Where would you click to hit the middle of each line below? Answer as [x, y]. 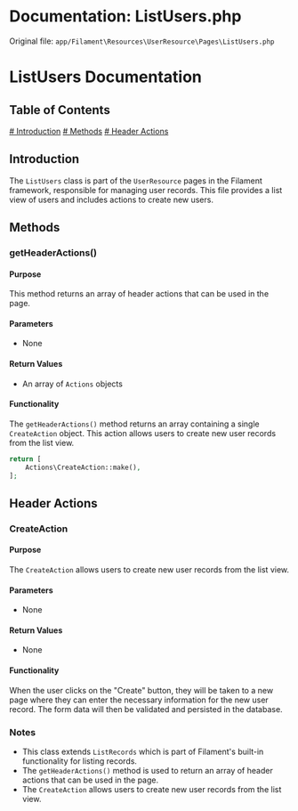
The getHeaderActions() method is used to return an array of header [147, 770]
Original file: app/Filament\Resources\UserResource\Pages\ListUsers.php [142, 41]
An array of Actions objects [72, 384]
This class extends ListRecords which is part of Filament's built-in [143, 751]
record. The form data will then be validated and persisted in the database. [146, 709]
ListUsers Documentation [105, 77]
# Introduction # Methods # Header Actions [89, 131]
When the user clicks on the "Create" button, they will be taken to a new [141, 690]
